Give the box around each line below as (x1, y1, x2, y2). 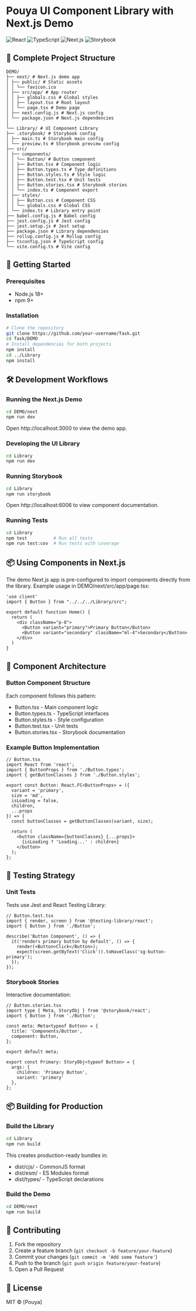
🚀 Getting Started (6, 260, 71, 270)
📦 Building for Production (6, 1102, 103, 1112)
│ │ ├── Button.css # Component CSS (6, 197, 96, 204)
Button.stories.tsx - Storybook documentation (14, 728, 126, 736)
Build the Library (6, 1122, 55, 1130)
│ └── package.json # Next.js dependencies (6, 115, 114, 121)
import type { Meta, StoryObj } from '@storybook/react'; (6, 1008, 151, 1014)
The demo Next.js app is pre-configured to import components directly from (6, 576, 191, 583)
